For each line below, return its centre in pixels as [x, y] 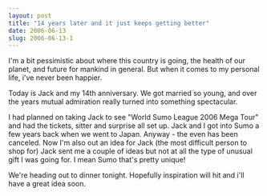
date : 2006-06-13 [37, 30]
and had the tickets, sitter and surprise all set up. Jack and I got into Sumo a [134, 126]
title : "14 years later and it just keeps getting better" [109, 23]
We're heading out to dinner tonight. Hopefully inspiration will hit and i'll [126, 175]
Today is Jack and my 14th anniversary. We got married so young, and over [133, 94]
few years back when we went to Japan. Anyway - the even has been [123, 134]
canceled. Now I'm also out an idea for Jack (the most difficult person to [127, 143]
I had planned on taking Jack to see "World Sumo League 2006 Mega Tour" [133, 118]
